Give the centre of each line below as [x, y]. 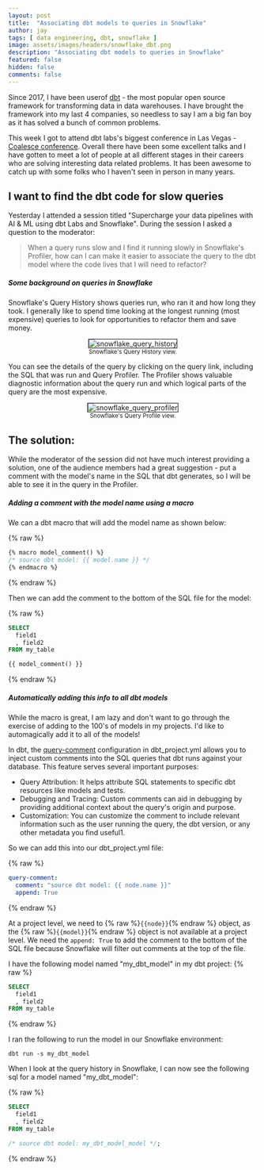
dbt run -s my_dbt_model [49, 1054]
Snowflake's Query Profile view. [133, 416]
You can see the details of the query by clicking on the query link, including [131, 366]
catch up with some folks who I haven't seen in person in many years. [122, 171]
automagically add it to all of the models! [74, 735]
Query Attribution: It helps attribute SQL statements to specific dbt [127, 782]
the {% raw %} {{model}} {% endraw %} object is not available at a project [128, 931]
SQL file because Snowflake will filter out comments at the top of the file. [127, 948]
